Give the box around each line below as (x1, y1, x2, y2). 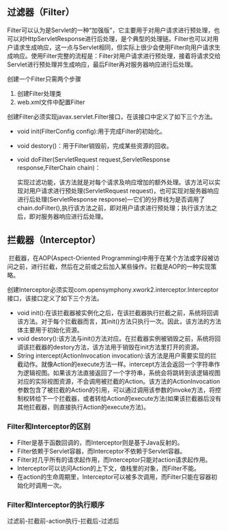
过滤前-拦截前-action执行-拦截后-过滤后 (7, 517, 119, 526)
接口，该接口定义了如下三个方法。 (7, 294, 103, 302)
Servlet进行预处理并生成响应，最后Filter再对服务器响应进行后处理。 (7, 60, 197, 69)
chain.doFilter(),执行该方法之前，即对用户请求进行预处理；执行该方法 (16, 203, 212, 212)
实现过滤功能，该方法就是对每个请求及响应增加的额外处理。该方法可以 (16, 177, 215, 186)
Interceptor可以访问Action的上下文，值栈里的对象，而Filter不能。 (16, 464, 200, 472)
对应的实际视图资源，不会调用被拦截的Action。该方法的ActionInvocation (16, 377, 220, 385)
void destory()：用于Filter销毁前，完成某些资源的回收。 (16, 141, 173, 149)
